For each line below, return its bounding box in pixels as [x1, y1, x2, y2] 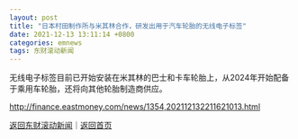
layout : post [9, 13, 59, 22]
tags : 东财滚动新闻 [9, 47, 75, 56]
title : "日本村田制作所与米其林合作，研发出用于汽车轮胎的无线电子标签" [9, 22, 248, 30]
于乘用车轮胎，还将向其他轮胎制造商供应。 [9, 83, 167, 94]
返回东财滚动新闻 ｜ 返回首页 [9, 120, 113, 131]
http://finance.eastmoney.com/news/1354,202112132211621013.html [9, 101, 261, 112]
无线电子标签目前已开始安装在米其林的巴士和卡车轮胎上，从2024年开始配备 [9, 73, 290, 83]
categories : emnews [9, 38, 83, 48]
